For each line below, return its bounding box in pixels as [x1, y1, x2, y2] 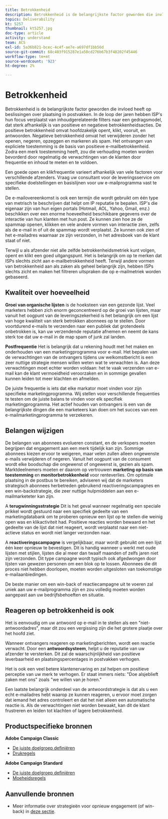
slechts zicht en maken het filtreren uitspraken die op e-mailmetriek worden [5, 269, 161, 275]
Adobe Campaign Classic [5, 735, 59, 741]
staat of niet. [5, 238, 31, 244]
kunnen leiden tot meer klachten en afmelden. [5, 375, 100, 382]
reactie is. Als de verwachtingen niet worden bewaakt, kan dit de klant [5, 702, 150, 708]
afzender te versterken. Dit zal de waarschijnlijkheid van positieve [5, 651, 140, 657]
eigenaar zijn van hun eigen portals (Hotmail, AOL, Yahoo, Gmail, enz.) [5, 205, 150, 211]
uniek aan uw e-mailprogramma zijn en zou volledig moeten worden [5, 586, 145, 593]
